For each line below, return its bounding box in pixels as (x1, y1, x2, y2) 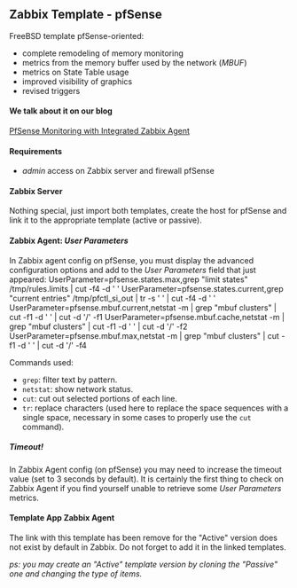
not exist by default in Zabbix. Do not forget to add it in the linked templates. (9, 541, 286, 553)
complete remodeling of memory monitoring (21, 48, 184, 59)
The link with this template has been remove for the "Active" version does (9, 532, 277, 543)
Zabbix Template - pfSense (9, 7, 162, 22)
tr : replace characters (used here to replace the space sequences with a (21, 403, 289, 413)
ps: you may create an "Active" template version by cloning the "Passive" (9, 559, 278, 569)
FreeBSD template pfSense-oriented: (9, 30, 145, 41)
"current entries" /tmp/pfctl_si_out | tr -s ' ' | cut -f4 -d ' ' (9, 293, 216, 303)
